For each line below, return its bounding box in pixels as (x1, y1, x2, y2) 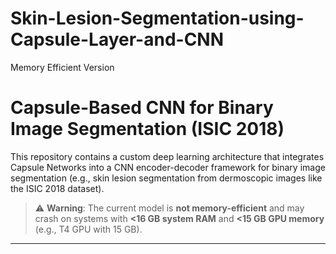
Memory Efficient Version (10, 61, 115, 73)
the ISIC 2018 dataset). (10, 182, 105, 194)
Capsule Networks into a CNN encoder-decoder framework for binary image (10, 161, 326, 173)
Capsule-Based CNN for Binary (10, 97, 274, 119)
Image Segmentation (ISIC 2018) (10, 118, 285, 141)
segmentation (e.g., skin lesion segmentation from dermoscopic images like (10, 172, 323, 184)
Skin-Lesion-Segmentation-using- (10, 7, 305, 30)
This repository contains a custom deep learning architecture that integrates (10, 150, 325, 162)
